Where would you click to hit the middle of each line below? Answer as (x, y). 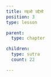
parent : (15, 33)
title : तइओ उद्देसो (25, 11)
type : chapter (28, 38)
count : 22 (23, 60)
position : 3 (20, 17)
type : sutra (26, 54)
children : (18, 49)
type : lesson (22, 22)
